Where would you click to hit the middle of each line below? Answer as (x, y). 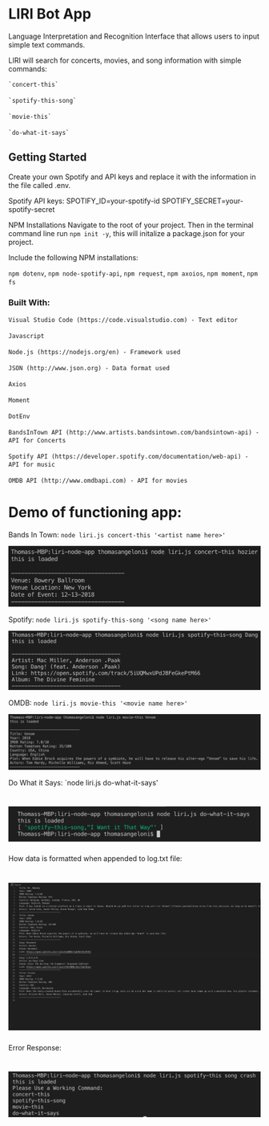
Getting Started (48, 157)
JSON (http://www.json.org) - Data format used (89, 369)
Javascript (26, 337)
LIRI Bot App (50, 14)
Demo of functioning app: (95, 513)
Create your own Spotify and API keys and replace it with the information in (132, 177)
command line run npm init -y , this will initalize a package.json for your (127, 233)
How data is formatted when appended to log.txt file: (95, 859)
